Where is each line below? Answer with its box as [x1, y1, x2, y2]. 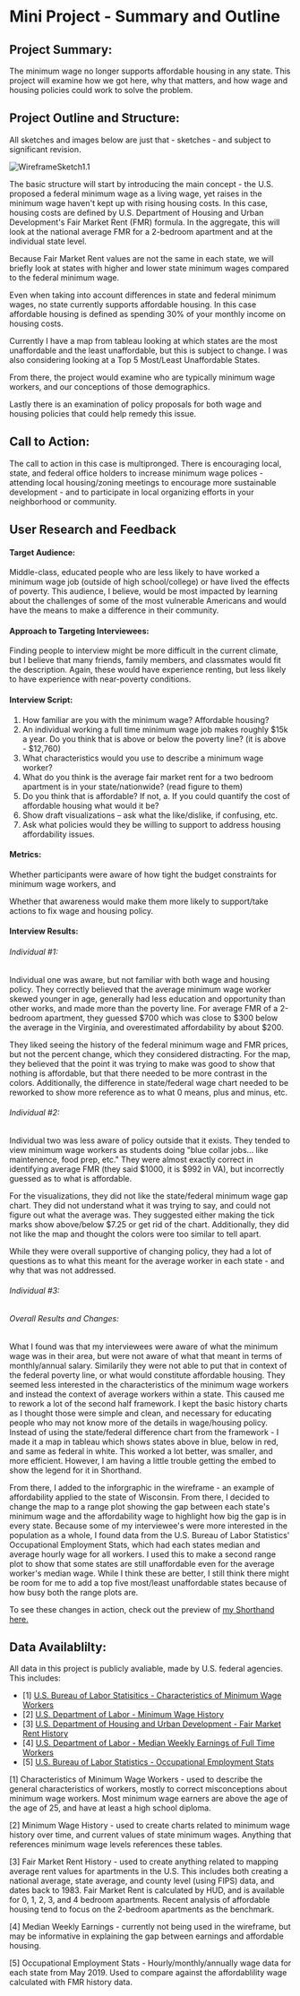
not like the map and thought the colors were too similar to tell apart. [9, 1228, 261, 1239]
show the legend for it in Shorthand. [9, 1465, 141, 1475]
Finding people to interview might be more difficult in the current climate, [9, 645, 279, 656]
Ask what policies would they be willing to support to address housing [21, 819, 281, 830]
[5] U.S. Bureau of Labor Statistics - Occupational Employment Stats [21, 1757, 275, 1768]
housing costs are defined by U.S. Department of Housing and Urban [9, 207, 264, 218]
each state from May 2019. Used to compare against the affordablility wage [9, 1967, 287, 1978]
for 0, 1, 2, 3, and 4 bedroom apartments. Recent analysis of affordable [9, 1895, 270, 1906]
